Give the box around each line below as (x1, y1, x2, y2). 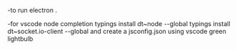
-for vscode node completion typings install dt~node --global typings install (7, 20, 231, 27)
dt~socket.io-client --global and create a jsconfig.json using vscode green (7, 27, 226, 35)
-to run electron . (7, 6, 57, 14)
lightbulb (7, 35, 34, 43)
